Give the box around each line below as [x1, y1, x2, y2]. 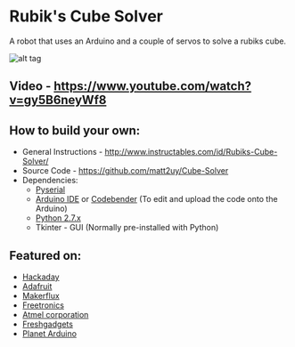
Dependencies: [21, 175, 78, 186]
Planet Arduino [21, 327, 78, 339]
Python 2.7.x [35, 213, 82, 223]
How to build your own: [9, 123, 141, 138]
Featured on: [9, 247, 82, 263]
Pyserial [35, 184, 66, 195]
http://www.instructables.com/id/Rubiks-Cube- [104, 147, 278, 157]
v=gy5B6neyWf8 [9, 93, 107, 108]
